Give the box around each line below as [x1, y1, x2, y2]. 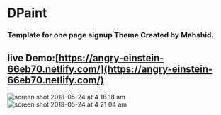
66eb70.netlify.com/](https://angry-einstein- [7, 63, 213, 75]
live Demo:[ [7, 52, 59, 64]
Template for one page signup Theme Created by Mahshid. [7, 30, 215, 40]
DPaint [7, 5, 47, 21]
